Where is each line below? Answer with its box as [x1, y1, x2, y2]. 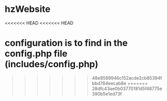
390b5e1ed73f [92, 91, 122, 97]
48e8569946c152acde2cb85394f [92, 75, 162, 81]
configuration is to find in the [5, 37, 128, 49]
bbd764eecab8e [92, 80, 126, 86]
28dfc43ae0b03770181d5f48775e [92, 86, 162, 92]
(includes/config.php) [5, 59, 98, 70]
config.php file [5, 48, 68, 59]
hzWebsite [5, 3, 51, 15]
